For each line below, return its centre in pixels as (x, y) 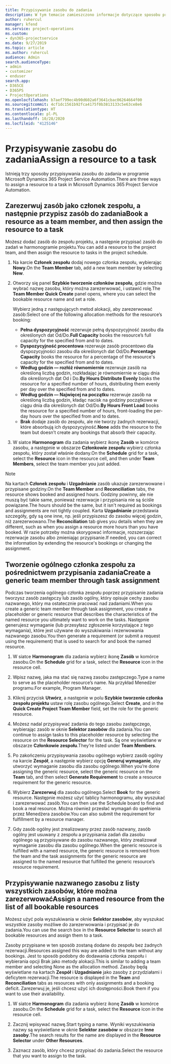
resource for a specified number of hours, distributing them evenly (90, 384)
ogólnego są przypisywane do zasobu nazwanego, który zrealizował (84, 840)
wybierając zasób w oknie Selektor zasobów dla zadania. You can (82, 729)
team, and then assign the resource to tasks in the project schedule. (77, 253)
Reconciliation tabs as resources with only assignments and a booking (80, 983)
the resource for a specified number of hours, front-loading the (86, 411)
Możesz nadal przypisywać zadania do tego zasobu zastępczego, (82, 724)
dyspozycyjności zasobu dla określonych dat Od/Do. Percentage (88, 351)
